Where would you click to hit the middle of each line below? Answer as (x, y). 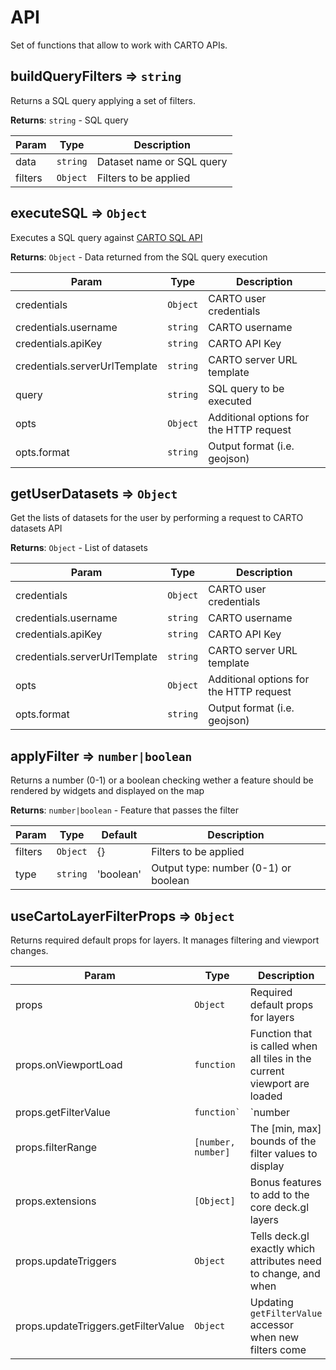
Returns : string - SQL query (69, 120)
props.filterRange (56, 1147)
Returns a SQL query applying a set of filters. (103, 100)
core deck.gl (279, 1207)
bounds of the (283, 1141)
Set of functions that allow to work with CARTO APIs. (119, 45)
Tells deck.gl (279, 1236)
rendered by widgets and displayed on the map (107, 791)
